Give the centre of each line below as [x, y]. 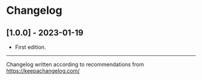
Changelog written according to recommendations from [75, 64]
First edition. [30, 47]
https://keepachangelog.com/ [43, 71]
